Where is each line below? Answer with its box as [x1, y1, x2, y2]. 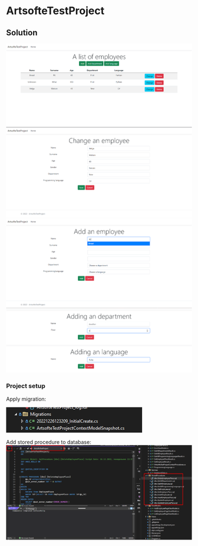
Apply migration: [6, 395, 47, 402]
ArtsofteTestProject [6, 4, 105, 18]
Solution [6, 28, 38, 38]
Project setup [6, 382, 45, 390]
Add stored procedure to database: [6, 438, 91, 445]
